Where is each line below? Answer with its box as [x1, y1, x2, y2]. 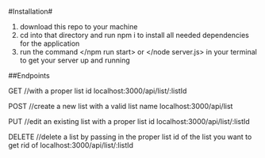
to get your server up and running [19, 55, 131, 65]
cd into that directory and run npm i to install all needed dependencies [19, 31, 250, 39]
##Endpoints [8, 71, 50, 80]
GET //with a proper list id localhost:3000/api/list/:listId [8, 86, 187, 96]
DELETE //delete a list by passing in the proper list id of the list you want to [8, 132, 252, 141]
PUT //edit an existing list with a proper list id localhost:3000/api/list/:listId [8, 117, 250, 126]
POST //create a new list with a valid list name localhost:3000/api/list [8, 102, 233, 111]
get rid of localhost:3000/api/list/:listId [8, 141, 133, 149]
